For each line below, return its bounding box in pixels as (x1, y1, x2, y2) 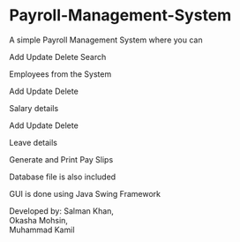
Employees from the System (9, 68, 112, 79)
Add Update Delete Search (9, 51, 107, 62)
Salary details (9, 102, 59, 113)
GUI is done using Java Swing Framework (9, 188, 161, 199)
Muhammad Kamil (9, 224, 75, 235)
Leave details (9, 137, 57, 147)
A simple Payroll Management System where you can (9, 34, 203, 45)
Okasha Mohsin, (9, 215, 69, 225)
